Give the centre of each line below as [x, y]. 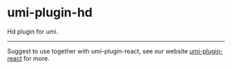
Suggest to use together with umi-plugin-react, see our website [98, 51]
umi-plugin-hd [50, 13]
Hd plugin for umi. [33, 31]
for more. [36, 58]
